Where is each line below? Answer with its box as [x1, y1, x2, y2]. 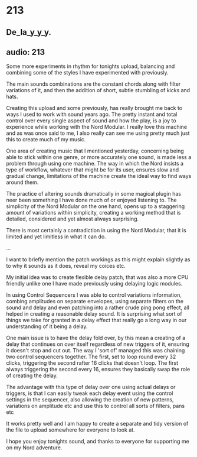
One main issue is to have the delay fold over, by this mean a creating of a [6, 335, 186, 342]
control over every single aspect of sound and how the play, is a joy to [6, 117, 176, 124]
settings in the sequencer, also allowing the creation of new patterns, [6, 396, 174, 403]
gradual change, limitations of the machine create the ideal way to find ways [6, 173, 192, 180]
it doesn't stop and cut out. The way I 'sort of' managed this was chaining [6, 347, 185, 354]
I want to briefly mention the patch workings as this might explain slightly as [6, 256, 191, 263]
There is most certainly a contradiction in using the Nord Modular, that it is [6, 227, 187, 234]
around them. [6, 179, 39, 186]
